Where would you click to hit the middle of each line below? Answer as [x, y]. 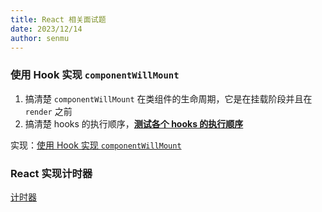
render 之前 [48, 111]
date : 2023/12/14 [46, 29]
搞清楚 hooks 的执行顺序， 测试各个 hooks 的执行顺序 [134, 123]
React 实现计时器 [51, 173]
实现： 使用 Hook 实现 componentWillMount [96, 145]
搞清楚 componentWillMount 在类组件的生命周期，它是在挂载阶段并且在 [168, 98]
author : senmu [40, 38]
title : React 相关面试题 [58, 19]
